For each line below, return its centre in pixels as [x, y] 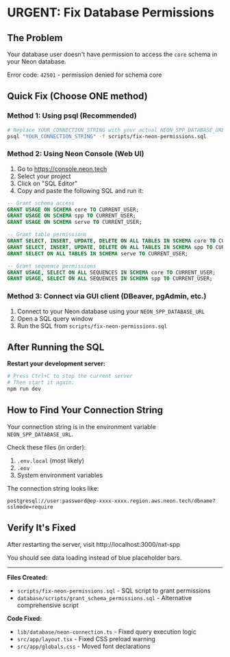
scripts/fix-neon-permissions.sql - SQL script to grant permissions [114, 591]
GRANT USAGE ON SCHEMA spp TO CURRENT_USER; [72, 216]
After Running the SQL [56, 347]
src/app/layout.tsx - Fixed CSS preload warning [86, 639]
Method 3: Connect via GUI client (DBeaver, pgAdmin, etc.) [107, 296]
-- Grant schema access [41, 203]
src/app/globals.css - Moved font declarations [84, 646]
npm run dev [24, 389]
